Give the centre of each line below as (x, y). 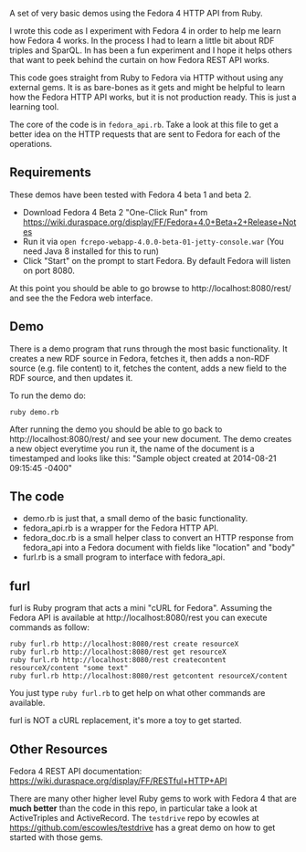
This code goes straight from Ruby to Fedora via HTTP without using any (147, 78)
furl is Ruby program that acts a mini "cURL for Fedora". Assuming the (141, 608)
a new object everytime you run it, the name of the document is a (132, 448)
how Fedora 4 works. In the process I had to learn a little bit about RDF (142, 41)
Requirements (50, 173)
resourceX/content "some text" (69, 668)
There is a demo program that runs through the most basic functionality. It (148, 348)
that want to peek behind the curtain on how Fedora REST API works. (139, 60)
